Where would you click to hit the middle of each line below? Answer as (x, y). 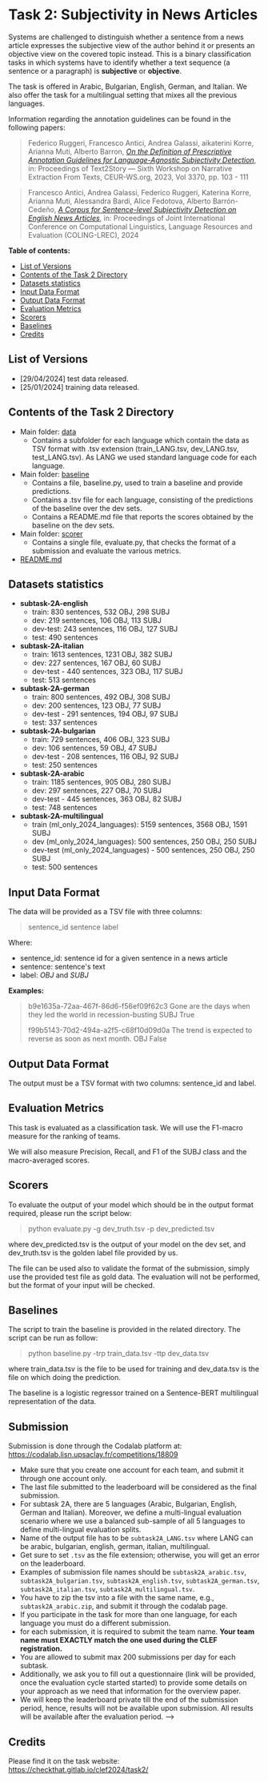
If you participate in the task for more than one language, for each (128, 1615)
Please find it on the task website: (64, 1761)
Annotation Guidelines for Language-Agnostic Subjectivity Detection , (142, 160)
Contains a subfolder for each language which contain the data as (140, 440)
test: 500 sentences (65, 867)
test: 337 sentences (64, 723)
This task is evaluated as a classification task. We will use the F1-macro (126, 1127)
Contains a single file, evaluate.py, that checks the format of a (134, 542)
